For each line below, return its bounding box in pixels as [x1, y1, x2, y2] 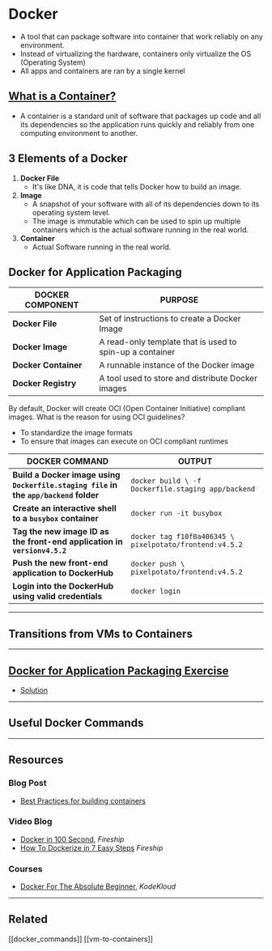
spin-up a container [99, 346, 176, 358]
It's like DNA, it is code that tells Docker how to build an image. [32, 181, 242, 191]
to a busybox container [12, 513, 99, 524]
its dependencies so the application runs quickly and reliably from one [19, 119, 255, 129]
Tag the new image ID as [12, 526, 109, 537]
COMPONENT [24, 299, 79, 311]
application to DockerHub [12, 567, 114, 579]
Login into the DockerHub [12, 580, 114, 592]
